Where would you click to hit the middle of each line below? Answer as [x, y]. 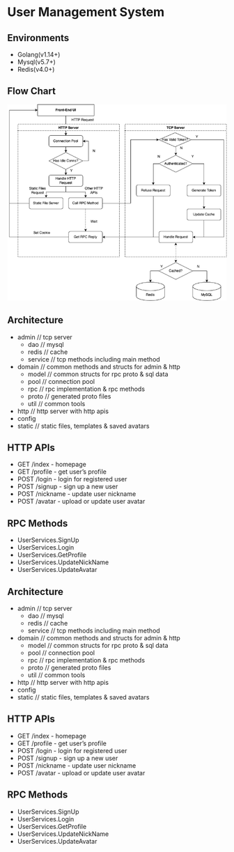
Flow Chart [31, 91]
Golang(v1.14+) [39, 54]
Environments [38, 38]
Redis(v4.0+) [36, 69]
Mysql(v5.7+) [36, 62]
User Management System [86, 12]
